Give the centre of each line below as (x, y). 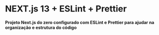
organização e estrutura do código (41, 27)
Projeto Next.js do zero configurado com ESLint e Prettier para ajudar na (80, 22)
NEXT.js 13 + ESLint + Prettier (66, 9)
